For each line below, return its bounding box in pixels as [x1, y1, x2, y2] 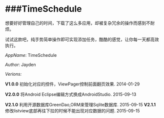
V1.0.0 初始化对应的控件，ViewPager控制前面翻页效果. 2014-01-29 [5, 81, 140, 87]
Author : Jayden [5, 62, 36, 67]
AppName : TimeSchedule [5, 52, 57, 58]
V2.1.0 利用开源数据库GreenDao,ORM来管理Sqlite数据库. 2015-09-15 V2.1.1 [5, 101, 156, 107]
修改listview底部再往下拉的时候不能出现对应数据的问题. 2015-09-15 [5, 108, 140, 114]
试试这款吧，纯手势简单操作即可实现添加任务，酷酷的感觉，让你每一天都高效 [5, 36, 159, 42]
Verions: [5, 71, 22, 77]
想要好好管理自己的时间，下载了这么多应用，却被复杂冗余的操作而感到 [5, 20, 146, 26]
